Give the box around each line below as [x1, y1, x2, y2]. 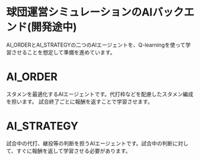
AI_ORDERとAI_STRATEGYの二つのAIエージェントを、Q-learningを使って [6, 41, 186, 48]
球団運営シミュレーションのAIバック [6, 5, 184, 19]
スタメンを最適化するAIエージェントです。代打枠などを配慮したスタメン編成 [6, 90, 193, 97]
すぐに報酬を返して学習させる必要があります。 [16, 147, 131, 154]
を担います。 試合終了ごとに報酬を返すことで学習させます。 [6, 98, 153, 105]
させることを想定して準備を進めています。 [11, 48, 116, 56]
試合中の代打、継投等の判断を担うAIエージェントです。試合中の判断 [6, 140, 173, 147]
